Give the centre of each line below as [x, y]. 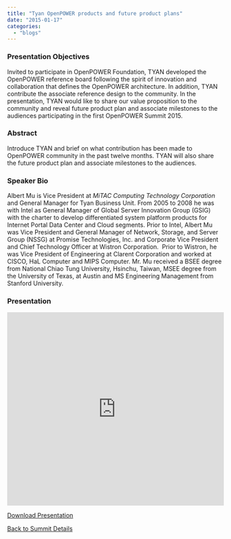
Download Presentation [40, 516]
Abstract [22, 133]
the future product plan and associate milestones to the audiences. [102, 163]
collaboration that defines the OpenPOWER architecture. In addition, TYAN [112, 86]
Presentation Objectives [48, 57]
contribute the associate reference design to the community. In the [101, 93]
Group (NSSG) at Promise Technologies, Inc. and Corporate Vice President [113, 240]
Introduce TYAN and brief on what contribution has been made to [100, 148]
